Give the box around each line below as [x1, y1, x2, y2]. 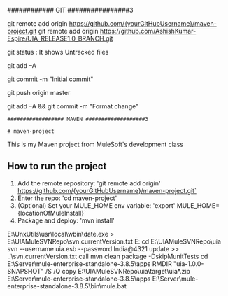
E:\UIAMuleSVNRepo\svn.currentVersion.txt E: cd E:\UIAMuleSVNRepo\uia [7, 237, 222, 246]
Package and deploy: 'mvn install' [17, 216, 115, 225]
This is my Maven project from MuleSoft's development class [7, 140, 184, 148]
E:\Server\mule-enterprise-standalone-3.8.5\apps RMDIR [7, 259, 173, 268]
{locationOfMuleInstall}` [17, 209, 86, 217]
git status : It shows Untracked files [7, 48, 109, 56]
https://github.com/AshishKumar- [99, 27, 197, 35]
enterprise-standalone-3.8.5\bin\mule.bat [7, 281, 127, 290]
